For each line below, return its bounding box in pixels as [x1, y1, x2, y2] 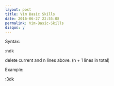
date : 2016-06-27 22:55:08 [5, 16, 60, 21]
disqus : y [5, 25, 25, 30]
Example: [5, 67, 24, 73]
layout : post [5, 7, 32, 12]
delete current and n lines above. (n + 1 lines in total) [5, 57, 110, 63]
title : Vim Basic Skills [5, 12, 55, 17]
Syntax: [5, 38, 20, 44]
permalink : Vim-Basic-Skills [5, 20, 64, 26]
